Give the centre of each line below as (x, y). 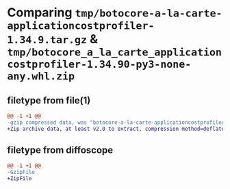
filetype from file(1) (49, 100)
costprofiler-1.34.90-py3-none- (99, 65)
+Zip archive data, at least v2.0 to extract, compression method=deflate (116, 129)
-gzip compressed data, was (47, 122)
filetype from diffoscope (60, 150)
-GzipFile (21, 173)
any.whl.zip (41, 76)
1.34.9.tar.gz (47, 40)
